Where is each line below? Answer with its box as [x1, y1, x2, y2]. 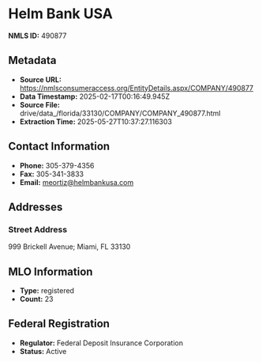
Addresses [8, 200, 63, 213]
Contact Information [8, 140, 110, 153]
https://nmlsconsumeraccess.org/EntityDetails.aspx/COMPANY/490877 [19, 83, 254, 92]
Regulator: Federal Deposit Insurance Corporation [19, 337, 184, 348]
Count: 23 [19, 294, 54, 304]
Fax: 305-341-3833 [19, 169, 84, 179]
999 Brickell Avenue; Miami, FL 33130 [8, 242, 131, 251]
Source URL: [19, 74, 62, 84]
